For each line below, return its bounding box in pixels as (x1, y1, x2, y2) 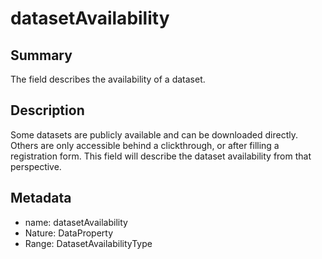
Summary (10, 47, 73, 64)
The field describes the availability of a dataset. (10, 73, 206, 85)
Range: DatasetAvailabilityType (24, 237, 153, 249)
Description (10, 102, 85, 119)
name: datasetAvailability (24, 216, 128, 228)
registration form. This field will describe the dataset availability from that (10, 150, 312, 162)
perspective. (10, 160, 62, 172)
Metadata (10, 190, 72, 207)
